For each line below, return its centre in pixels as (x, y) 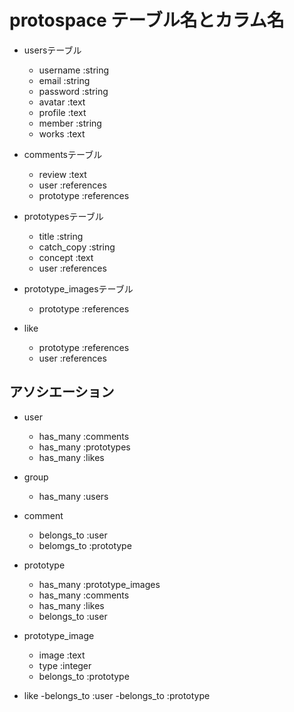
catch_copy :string (77, 247)
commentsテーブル (63, 154)
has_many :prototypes (84, 447)
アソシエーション (62, 392)
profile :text (62, 112)
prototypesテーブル (63, 216)
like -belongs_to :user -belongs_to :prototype (117, 695)
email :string (64, 80)
